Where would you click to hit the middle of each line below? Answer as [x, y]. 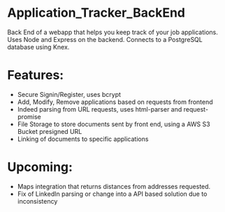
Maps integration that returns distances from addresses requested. [114, 186]
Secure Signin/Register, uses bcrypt [69, 94]
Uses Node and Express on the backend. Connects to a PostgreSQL [105, 39]
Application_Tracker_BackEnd [96, 13]
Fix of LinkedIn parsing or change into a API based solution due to [112, 194]
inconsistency [37, 201]
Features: [36, 75]
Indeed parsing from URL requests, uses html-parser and [100, 109]
